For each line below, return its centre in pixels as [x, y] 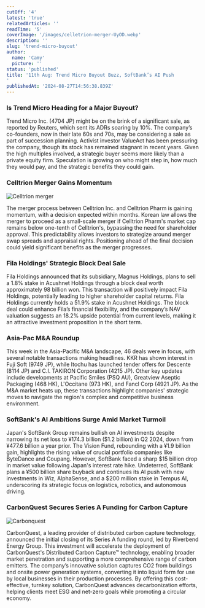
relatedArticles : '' [33, 23]
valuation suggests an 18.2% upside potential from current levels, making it [101, 315]
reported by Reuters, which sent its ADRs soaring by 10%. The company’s [99, 128]
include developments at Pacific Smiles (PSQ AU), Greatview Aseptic [94, 378]
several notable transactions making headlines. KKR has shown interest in [100, 358]
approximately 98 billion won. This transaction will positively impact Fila [97, 289]
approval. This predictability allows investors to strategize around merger [99, 234]
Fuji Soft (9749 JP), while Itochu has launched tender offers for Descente [99, 364]
